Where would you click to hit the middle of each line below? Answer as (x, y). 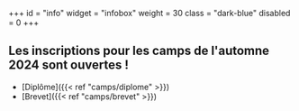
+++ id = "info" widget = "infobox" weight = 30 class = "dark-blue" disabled (149, 13)
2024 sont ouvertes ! (69, 65)
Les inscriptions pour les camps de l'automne (139, 51)
